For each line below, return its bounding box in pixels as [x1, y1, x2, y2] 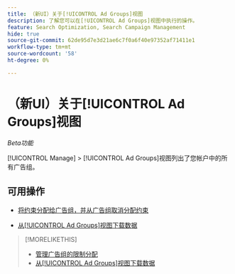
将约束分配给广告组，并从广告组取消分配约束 [17, 206, 149, 214]
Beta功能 [7, 138, 34, 147]
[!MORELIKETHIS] [24, 235, 77, 243]
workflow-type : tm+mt [7, 43, 72, 51]
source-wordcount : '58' [7, 51, 78, 58]
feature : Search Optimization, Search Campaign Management [7, 23, 186, 31]
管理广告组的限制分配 [35, 250, 98, 258]
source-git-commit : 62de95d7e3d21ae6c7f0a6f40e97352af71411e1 [7, 37, 195, 44]
